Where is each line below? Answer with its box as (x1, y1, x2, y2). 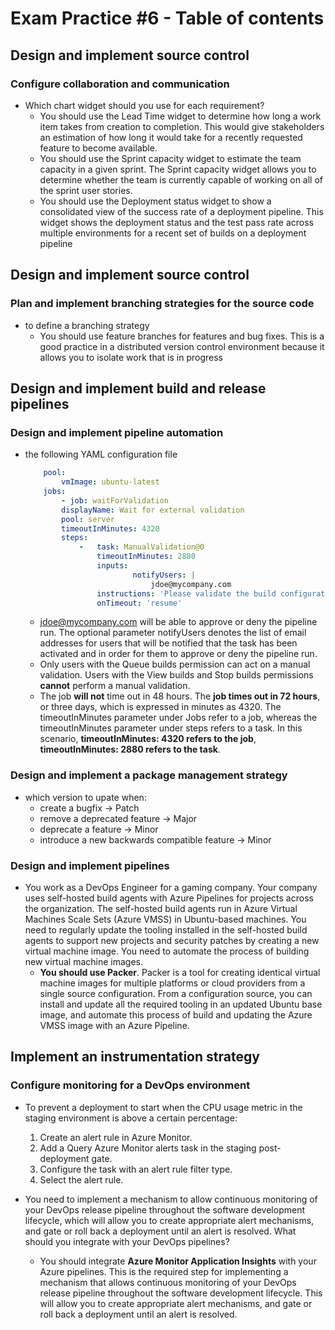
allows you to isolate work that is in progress (39, 351, 223, 363)
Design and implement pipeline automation (10, 425, 224, 439)
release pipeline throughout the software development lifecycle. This (39, 1287, 323, 1299)
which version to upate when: (24, 791, 147, 803)
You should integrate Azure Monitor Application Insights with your (39, 1255, 317, 1267)
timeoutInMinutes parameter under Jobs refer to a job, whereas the (39, 712, 318, 724)
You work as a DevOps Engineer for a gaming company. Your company (24, 881, 318, 893)
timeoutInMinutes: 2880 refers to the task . (39, 743, 221, 756)
